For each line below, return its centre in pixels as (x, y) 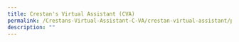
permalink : (23, 21)
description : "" (31, 27)
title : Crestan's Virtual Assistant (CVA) (71, 14)
